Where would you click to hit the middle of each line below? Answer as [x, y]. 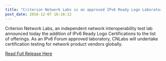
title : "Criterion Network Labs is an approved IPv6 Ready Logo [73, 10]
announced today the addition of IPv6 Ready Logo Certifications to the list [81, 33]
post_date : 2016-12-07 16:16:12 [38, 14]
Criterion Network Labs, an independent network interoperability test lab [79, 28]
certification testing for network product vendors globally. [64, 44]
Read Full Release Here [29, 53]
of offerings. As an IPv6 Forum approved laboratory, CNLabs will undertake [82, 39]
